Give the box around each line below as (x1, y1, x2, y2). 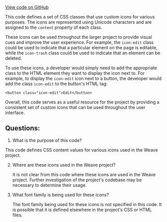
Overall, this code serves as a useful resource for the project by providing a (5, 99, 160, 105)
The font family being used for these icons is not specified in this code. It (12, 201, 162, 207)
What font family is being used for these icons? (12, 192, 109, 198)
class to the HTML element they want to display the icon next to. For (5, 70, 145, 76)
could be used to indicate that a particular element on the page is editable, (5, 45, 158, 50)
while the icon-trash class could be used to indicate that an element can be (5, 50, 161, 56)
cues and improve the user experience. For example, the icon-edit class (5, 39, 154, 45)
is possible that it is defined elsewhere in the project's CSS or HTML (12, 207, 152, 213)
